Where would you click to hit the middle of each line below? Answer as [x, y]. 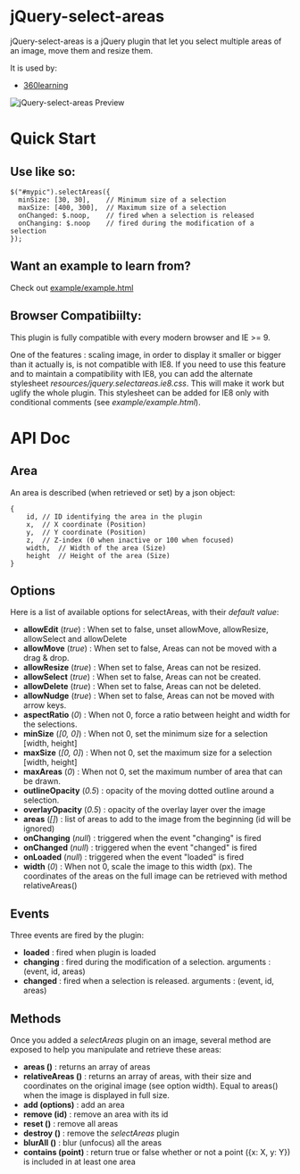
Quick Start [53, 139]
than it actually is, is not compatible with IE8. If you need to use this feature [148, 364]
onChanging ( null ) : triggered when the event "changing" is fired [142, 838]
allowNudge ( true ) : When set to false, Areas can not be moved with [149, 696]
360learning [46, 85]
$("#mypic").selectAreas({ [60, 192]
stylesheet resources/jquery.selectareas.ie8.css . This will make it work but [147, 383]
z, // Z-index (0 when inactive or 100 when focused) [130, 540]
